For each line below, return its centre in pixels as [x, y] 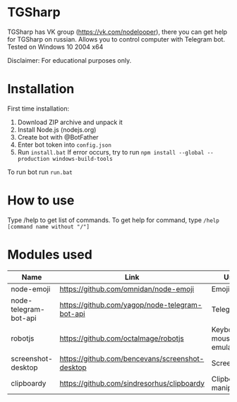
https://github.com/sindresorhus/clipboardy [132, 383]
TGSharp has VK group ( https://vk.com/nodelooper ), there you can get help [117, 32]
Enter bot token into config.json [64, 145]
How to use [41, 201]
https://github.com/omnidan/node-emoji [127, 288]
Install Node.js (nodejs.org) [57, 129]
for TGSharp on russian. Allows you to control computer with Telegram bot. [116, 39]
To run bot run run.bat [40, 172]
